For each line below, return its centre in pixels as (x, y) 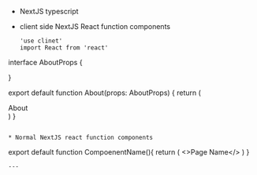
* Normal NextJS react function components (81, 137)
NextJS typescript (49, 11)
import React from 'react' (64, 48)
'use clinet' (41, 41)
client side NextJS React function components (95, 26)
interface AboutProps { (45, 62)
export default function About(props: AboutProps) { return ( (104, 93)
